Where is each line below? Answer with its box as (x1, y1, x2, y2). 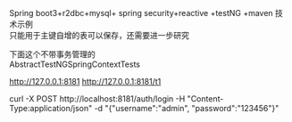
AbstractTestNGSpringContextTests (9, 59, 141, 69)
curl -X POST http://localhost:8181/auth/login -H (9, 94, 186, 104)
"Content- (187, 94, 224, 104)
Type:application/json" (9, 103, 93, 113)
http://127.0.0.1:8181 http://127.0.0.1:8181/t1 (9, 77, 162, 86)
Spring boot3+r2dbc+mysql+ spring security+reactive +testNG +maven (9, 8, 274, 18)
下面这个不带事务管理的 (9, 49, 96, 60)
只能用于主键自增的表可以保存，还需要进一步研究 (9, 30, 189, 40)
